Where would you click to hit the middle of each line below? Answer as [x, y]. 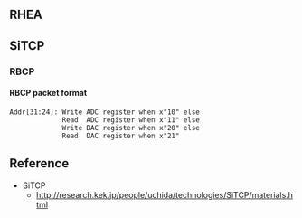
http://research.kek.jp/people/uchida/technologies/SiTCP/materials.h [165, 194]
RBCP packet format [48, 93]
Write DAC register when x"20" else [131, 128]
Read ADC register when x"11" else [131, 120]
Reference [39, 163]
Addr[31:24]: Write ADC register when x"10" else [105, 112]
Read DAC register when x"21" [121, 136]
